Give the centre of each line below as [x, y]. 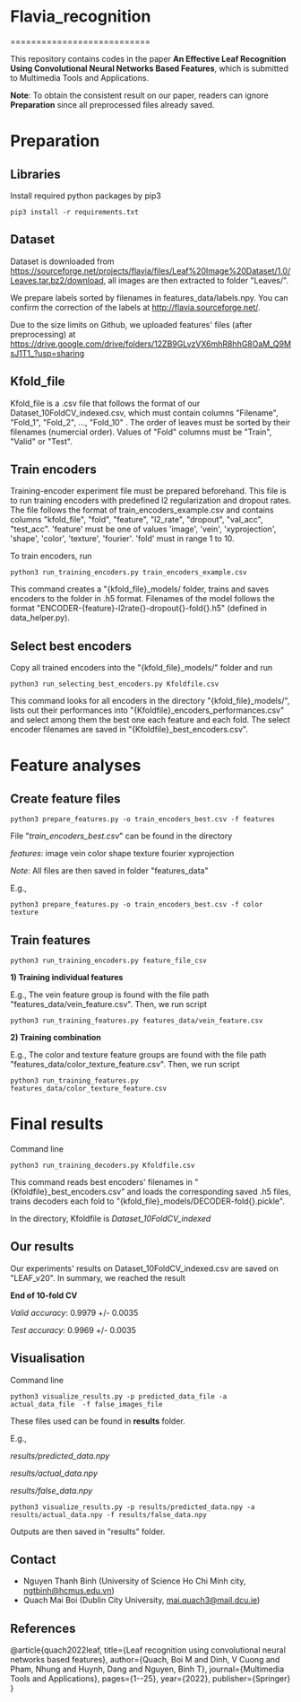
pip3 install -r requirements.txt [75, 212]
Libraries [35, 174]
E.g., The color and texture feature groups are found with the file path [138, 1055]
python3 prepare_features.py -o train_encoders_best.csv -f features [143, 820]
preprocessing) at [43, 334]
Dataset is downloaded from [62, 261]
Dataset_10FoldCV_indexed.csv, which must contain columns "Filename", [144, 412]
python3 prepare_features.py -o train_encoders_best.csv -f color [137, 905]
